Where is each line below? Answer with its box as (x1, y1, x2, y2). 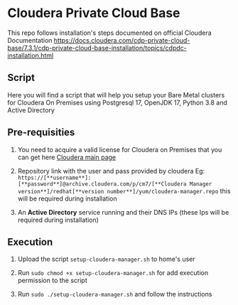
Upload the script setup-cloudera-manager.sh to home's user (17, 255, 195, 264)
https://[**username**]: (17, 174, 92, 181)
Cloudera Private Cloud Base (7, 5, 180, 21)
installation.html (7, 51, 54, 60)
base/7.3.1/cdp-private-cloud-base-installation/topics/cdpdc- (7, 43, 187, 52)
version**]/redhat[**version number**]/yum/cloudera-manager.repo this (17, 186, 231, 195)
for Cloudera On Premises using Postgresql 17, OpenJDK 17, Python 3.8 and (7, 98, 227, 107)
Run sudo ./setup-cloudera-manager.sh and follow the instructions (17, 290, 212, 299)
